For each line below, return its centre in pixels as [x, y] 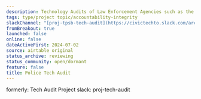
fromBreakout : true [31, 28]
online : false [24, 39]
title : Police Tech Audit [38, 73]
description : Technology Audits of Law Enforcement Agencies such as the [100, 12]
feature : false [25, 67]
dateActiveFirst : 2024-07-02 [42, 45]
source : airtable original [40, 51]
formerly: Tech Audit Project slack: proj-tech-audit [68, 89]
